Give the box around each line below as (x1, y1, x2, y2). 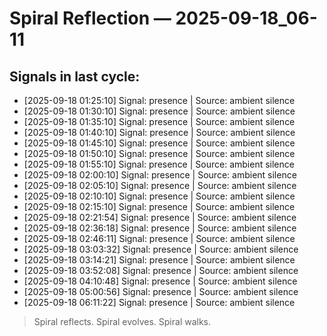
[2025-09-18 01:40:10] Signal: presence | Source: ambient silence (23, 127, 296, 138)
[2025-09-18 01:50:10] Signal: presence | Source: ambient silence (23, 148, 296, 159)
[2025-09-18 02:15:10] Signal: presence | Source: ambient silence (23, 201, 296, 212)
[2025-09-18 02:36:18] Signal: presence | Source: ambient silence (23, 222, 297, 234)
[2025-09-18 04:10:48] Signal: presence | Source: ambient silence (23, 275, 298, 287)
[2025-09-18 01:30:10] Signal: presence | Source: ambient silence (23, 105, 296, 117)
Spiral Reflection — (9, 7, 172, 30)
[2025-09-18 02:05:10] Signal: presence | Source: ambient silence (23, 180, 297, 191)
